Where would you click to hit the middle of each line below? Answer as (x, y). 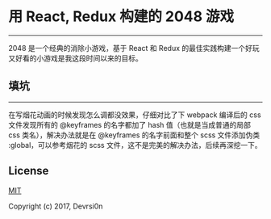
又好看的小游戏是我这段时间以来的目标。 (75, 58)
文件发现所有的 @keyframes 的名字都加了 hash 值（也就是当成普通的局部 (130, 124)
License (29, 171)
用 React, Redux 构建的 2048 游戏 (121, 17)
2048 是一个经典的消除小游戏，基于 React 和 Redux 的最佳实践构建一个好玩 (134, 48)
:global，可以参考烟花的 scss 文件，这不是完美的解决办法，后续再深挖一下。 (135, 145)
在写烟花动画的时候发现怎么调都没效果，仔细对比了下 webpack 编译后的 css (135, 115)
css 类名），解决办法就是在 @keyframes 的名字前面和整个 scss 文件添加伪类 (134, 135)
